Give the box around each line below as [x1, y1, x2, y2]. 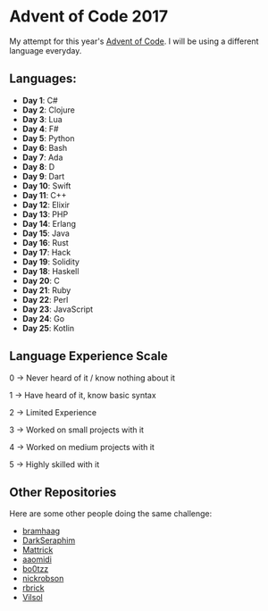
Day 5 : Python [21, 132, 75, 144]
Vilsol [21, 592, 43, 603]
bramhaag [21, 525, 61, 537]
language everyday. [9, 45, 82, 55]
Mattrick [21, 545, 54, 556]
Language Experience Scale [9, 348, 168, 364]
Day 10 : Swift [21, 180, 71, 191]
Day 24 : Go [21, 313, 65, 323]
